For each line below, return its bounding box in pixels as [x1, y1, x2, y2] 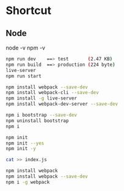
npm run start [5, 73, 42, 79]
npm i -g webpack [5, 179, 50, 185]
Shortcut [5, 4, 52, 18]
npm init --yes [5, 140, 45, 146]
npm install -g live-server [5, 95, 78, 101]
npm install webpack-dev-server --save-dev [5, 101, 119, 107]
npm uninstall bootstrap [5, 117, 69, 124]
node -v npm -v [5, 44, 45, 51]
